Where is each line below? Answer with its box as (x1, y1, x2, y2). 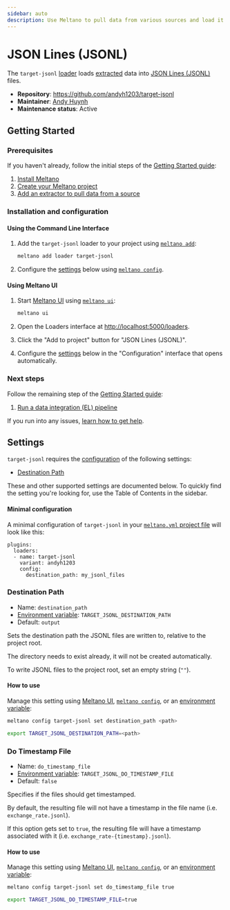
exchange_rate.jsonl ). (7, 811, 70, 819)
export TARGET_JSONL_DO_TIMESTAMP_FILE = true (7, 896, 137, 904)
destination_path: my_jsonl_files (25, 571, 126, 578)
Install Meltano (17, 175, 60, 184)
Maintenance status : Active (17, 105, 98, 113)
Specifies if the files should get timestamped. (7, 790, 136, 799)
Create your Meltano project (17, 182, 98, 190)
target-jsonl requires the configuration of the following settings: (7, 455, 192, 463)
